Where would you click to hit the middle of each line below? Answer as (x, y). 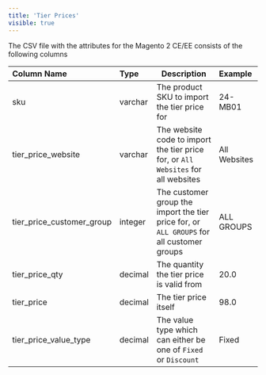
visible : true (32, 23)
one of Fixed (180, 350)
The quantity (180, 264)
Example (236, 74)
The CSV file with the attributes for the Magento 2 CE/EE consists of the (125, 45)
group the (175, 201)
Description (184, 74)
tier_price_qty (38, 274)
